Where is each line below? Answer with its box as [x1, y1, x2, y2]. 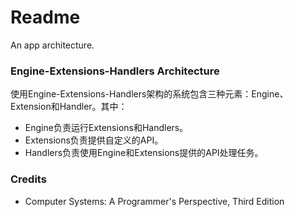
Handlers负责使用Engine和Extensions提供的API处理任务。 [24, 147, 264, 159]
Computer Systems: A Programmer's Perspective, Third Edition [24, 195, 285, 207]
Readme [10, 6, 81, 29]
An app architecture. [10, 39, 95, 51]
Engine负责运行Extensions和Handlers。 [24, 122, 189, 134]
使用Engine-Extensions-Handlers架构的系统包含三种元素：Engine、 [10, 88, 289, 100]
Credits [10, 172, 47, 186]
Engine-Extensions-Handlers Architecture [10, 64, 220, 78]
